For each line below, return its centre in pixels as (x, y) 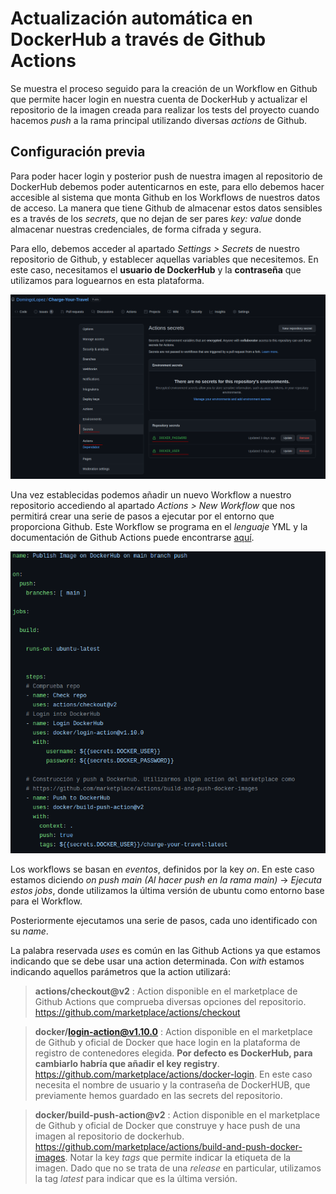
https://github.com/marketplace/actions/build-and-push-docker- (168, 1147)
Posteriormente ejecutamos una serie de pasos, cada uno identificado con (164, 921)
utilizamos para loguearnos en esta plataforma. (107, 280)
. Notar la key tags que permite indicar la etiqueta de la (178, 1158)
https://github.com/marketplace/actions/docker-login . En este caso (173, 1074)
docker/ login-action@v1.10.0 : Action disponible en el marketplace (173, 1032)
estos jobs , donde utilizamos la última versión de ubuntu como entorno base (167, 891)
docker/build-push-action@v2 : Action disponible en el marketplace (177, 1115)
